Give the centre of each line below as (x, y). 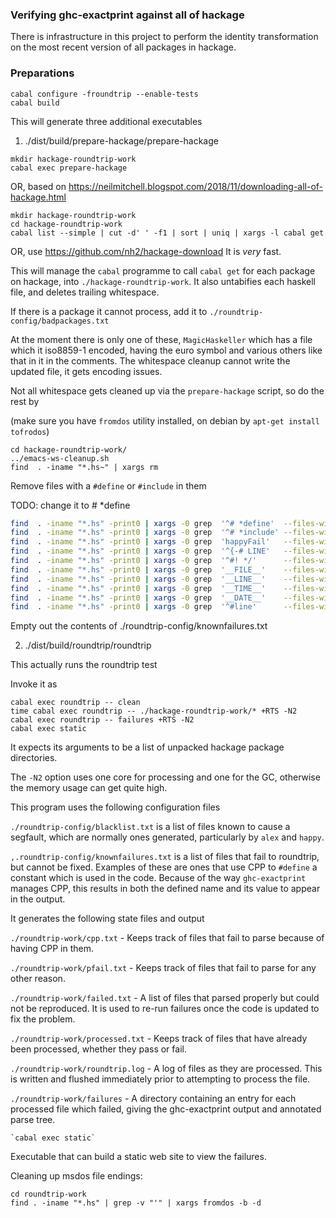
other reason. (38, 979)
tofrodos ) (30, 431)
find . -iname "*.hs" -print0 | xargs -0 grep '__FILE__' (138, 569)
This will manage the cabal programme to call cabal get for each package (163, 270)
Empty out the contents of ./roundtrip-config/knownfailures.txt (139, 626)
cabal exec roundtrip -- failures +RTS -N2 (102, 720)
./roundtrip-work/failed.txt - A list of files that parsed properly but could (165, 998)
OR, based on (38, 186)
